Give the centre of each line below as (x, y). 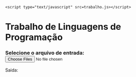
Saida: (12, 70)
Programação (34, 38)
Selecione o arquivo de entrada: (45, 53)
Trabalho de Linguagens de (63, 27)
